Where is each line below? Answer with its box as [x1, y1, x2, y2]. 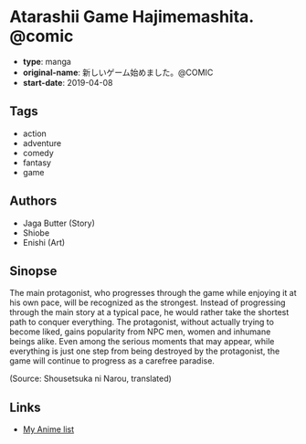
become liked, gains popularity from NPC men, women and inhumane [9, 326, 271, 337]
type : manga [22, 56, 71, 67]
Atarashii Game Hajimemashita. [9, 6, 254, 27]
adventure [22, 137, 62, 148]
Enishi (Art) [22, 237, 66, 248]
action [22, 128, 47, 139]
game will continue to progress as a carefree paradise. [9, 355, 215, 366]
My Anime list [22, 424, 75, 435]
